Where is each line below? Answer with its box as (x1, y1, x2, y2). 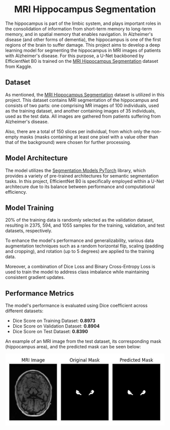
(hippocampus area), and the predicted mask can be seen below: (5, 344, 142, 350)
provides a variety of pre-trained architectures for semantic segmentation (5, 172, 159, 178)
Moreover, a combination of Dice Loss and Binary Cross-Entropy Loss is (5, 264, 155, 270)
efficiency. (5, 189, 27, 195)
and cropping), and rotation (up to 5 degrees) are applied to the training (5, 248, 154, 255)
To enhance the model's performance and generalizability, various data (5, 237, 154, 244)
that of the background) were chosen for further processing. (5, 139, 132, 145)
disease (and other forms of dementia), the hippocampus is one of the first (5, 37, 161, 43)
